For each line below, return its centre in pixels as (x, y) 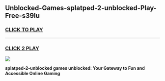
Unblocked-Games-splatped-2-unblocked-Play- (81, 8)
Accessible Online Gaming (33, 73)
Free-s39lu (23, 16)
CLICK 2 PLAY (22, 48)
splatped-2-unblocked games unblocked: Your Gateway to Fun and (75, 68)
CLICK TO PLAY (24, 30)
